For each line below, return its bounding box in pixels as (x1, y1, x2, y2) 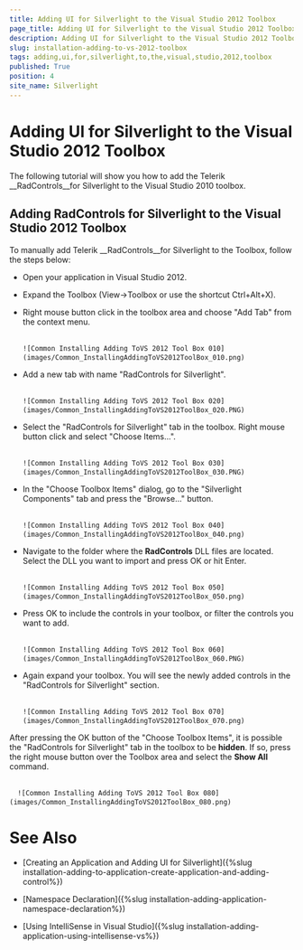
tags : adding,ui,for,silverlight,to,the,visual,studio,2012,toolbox (9, 52, 272, 62)
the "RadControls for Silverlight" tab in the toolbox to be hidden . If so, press (9, 741, 291, 752)
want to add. (22, 617, 69, 628)
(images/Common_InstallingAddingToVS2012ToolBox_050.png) (22, 592, 245, 601)
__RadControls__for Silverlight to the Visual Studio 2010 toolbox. (9, 180, 246, 191)
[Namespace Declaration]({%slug (22, 894, 148, 905)
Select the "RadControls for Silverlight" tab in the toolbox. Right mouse (22, 421, 286, 432)
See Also (9, 827, 78, 848)
